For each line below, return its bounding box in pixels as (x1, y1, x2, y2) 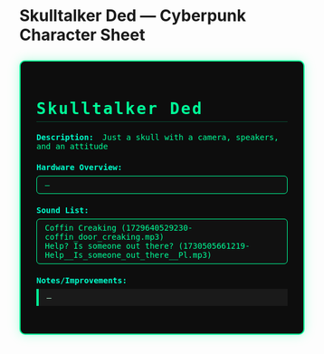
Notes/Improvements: (36, 275, 128, 285)
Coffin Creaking (44, 223, 117, 233)
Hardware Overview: (36, 162, 123, 172)
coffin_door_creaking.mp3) (44, 232, 165, 242)
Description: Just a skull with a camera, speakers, (36, 132, 280, 142)
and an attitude (36, 141, 109, 151)
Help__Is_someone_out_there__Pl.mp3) (44, 250, 213, 260)
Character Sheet (19, 24, 146, 45)
